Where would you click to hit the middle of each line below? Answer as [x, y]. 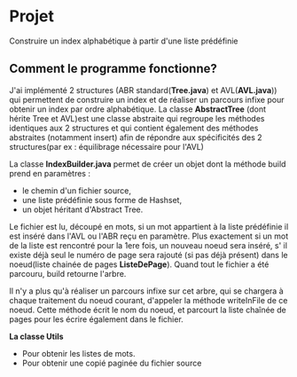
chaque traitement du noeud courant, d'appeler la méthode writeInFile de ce [148, 300]
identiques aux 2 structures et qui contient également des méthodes [134, 128]
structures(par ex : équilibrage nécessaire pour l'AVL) [106, 146]
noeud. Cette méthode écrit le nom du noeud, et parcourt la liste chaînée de [148, 310]
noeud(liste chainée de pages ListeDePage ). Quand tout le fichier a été [139, 264]
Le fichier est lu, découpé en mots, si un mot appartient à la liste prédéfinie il [149, 226]
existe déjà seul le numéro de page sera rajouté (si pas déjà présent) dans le [148, 255]
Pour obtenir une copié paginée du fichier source [112, 363]
